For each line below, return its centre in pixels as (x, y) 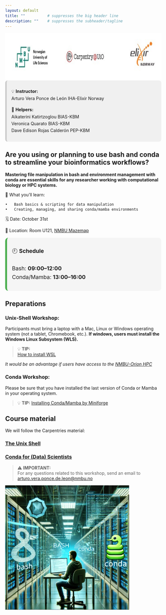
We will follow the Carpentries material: (45, 431)
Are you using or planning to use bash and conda (82, 155)
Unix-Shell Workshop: (32, 318)
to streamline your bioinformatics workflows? (77, 162)
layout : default (22, 10)
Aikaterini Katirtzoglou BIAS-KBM (45, 116)
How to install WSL (36, 354)
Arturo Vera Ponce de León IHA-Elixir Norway (58, 98)
